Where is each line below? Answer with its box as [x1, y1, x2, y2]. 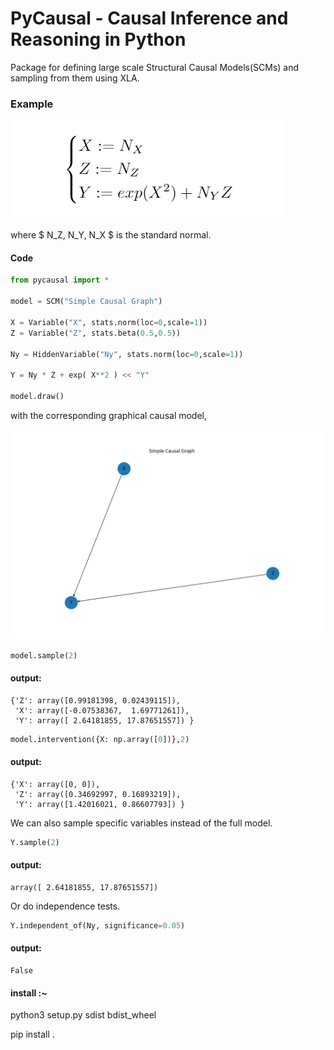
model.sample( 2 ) [10, 650, 78, 661]
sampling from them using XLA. [10, 72, 140, 84]
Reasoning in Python [10, 28, 187, 51]
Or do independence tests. [10, 900, 121, 912]
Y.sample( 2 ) [10, 837, 60, 847]
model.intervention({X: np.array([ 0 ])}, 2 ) [10, 734, 190, 744]
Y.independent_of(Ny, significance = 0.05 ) [10, 920, 186, 931]
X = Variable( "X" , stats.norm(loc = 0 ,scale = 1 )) [10, 317, 208, 327]
